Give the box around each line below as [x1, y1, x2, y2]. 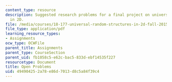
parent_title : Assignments [5, 45, 63, 50]
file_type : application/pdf [5, 26, 66, 32]
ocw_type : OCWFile [5, 41, 45, 46]
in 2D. [10, 17, 24, 22]
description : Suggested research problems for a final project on [5, 12, 150, 17]
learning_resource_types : [5, 31, 60, 36]
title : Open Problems [5, 64, 52, 69]
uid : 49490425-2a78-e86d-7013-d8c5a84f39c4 [5, 69, 100, 74]
